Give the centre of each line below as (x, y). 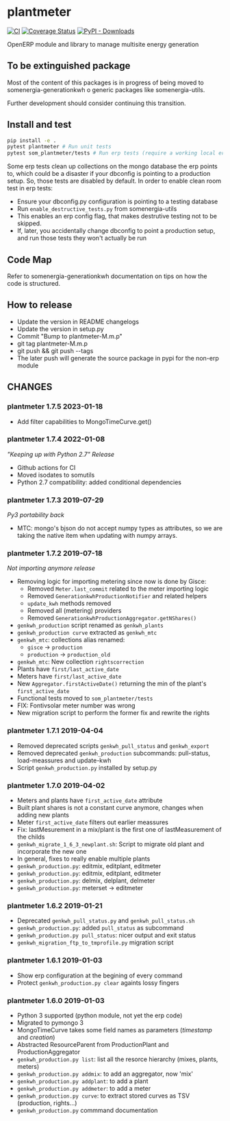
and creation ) (36, 1037)
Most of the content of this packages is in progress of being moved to (105, 82)
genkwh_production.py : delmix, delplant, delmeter (86, 881)
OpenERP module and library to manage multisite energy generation (103, 44)
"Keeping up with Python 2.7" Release (61, 454)
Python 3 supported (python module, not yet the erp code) (100, 1015)
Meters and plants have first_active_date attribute (90, 800)
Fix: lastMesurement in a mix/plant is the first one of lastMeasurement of (119, 829)
